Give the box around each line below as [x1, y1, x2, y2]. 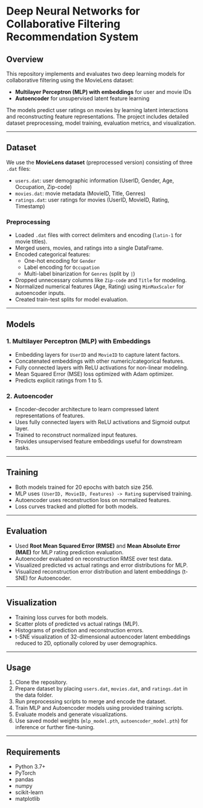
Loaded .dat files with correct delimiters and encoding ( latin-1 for [14, 231, 182, 239]
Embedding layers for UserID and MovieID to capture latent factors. [14, 351, 181, 358]
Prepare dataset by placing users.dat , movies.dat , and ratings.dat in [14, 685, 188, 692]
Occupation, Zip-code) [14, 183, 72, 190]
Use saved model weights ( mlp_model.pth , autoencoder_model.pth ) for [14, 717, 188, 724]
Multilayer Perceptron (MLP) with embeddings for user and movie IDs [14, 88, 192, 95]
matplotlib [14, 795, 40, 803]
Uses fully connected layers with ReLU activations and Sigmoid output [14, 419, 190, 426]
